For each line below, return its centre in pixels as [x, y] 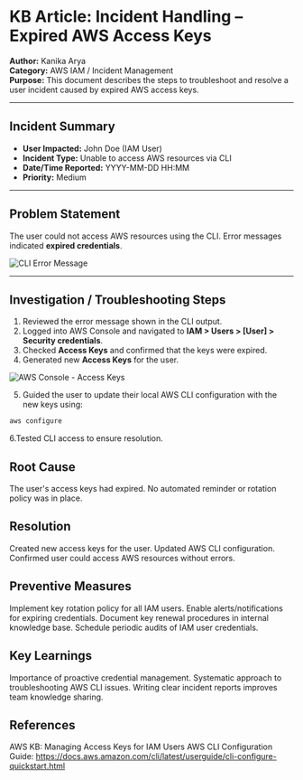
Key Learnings [51, 656]
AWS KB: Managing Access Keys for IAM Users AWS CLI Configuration [141, 747]
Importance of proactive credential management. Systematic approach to [146, 677]
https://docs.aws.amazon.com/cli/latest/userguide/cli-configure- [156, 757]
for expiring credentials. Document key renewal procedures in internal [139, 617]
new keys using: [52, 405]
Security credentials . [63, 341]
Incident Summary [62, 127]
